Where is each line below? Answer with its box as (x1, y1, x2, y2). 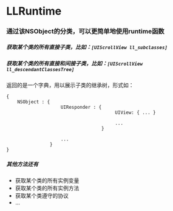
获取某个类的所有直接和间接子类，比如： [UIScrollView (6, 60, 143, 67)
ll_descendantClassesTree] (6, 67, 75, 73)
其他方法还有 (6, 161, 38, 168)
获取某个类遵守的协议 (15, 192, 69, 199)
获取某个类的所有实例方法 (15, 184, 80, 192)
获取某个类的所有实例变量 (15, 177, 80, 184)
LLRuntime (6, 4, 62, 18)
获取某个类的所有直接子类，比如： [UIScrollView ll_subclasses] (6, 43, 168, 50)
